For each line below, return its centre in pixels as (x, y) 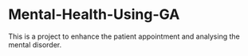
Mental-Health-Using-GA (94, 15)
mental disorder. (35, 44)
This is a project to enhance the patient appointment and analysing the (124, 36)
